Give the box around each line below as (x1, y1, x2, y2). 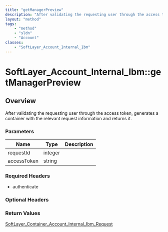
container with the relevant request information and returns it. (5, 115, 132, 121)
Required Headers (5, 172, 50, 179)
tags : (5, 21, 16, 27)
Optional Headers (5, 196, 49, 203)
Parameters (5, 128, 34, 135)
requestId (7, 149, 30, 156)
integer (43, 149, 60, 156)
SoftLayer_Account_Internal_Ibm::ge (5, 66, 161, 78)
